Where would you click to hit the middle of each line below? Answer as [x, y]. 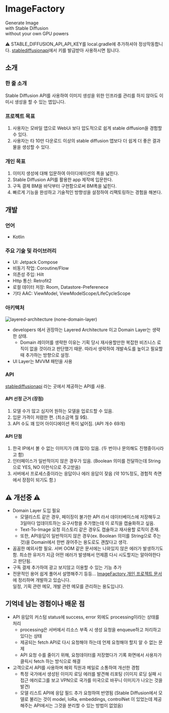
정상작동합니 [151, 44]
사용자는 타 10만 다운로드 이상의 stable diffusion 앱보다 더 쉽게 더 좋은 [82, 141]
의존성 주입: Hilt [28, 275]
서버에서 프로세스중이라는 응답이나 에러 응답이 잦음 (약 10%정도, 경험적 [82, 474]
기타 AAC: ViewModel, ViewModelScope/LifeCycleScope [71, 293]
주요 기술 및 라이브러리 [31, 251]
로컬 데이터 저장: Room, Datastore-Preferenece [60, 287]
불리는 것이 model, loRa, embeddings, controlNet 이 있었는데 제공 [96, 699]
